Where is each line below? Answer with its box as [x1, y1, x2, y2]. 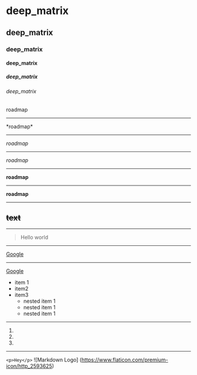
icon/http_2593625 [6, 363, 53, 370]
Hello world [20, 234, 49, 241]
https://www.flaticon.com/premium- [81, 356, 168, 363]
